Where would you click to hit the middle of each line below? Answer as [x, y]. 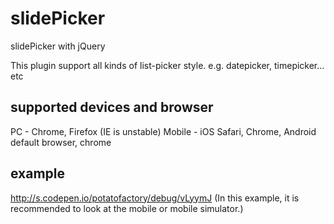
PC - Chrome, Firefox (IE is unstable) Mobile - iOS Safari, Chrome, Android [163, 131]
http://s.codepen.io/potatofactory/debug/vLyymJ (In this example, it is [155, 198]
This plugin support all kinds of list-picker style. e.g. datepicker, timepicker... [167, 65]
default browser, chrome [61, 142]
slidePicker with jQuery [58, 46]
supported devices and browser [112, 107]
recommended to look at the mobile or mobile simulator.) [127, 208]
